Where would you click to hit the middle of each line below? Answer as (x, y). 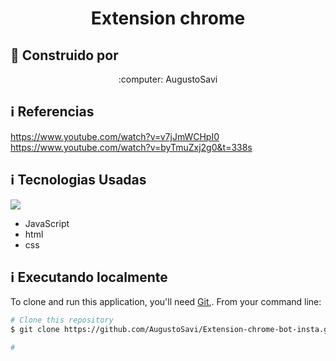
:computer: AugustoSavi (168, 79)
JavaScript (47, 223)
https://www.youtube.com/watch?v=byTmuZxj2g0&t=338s (131, 147)
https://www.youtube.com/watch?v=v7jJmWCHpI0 (115, 136)
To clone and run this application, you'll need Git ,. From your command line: (166, 302)
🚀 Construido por (64, 55)
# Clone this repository (62, 320)
